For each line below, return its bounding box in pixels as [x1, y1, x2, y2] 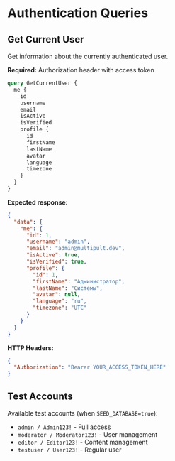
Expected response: [7, 197, 69, 207]
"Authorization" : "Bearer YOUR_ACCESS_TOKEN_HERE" [13, 364, 166, 371]
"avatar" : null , [33, 291, 81, 298]
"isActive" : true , [26, 251, 81, 259]
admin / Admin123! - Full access [17, 423, 111, 431]
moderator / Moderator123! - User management [17, 430, 158, 438]
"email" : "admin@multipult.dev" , [26, 245, 125, 252]
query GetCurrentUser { [7, 80, 78, 87]
